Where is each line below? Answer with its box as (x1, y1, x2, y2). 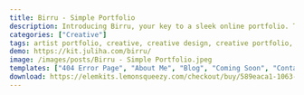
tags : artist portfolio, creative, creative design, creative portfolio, (9, 38, 294, 48)
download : (9, 72, 47, 81)
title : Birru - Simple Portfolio (9, 13, 136, 23)
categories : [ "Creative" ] (9, 30, 107, 39)
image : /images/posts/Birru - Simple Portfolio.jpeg (9, 55, 213, 64)
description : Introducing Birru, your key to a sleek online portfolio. (9, 22, 290, 31)
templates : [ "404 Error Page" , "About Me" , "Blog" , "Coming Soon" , (9, 64, 270, 73)
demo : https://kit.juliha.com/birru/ (9, 47, 152, 56)
